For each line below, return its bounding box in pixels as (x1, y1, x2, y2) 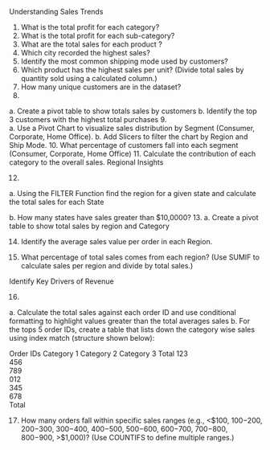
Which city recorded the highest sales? (20, 48, 151, 57)
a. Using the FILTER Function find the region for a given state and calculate (9, 189, 256, 198)
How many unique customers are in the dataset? (20, 82, 182, 92)
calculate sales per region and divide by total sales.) (20, 261, 194, 270)
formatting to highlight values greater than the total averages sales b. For (9, 317, 251, 325)
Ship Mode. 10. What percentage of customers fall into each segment (9, 141, 239, 149)
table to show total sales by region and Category (9, 221, 170, 231)
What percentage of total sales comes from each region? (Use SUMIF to (20, 252, 260, 262)
